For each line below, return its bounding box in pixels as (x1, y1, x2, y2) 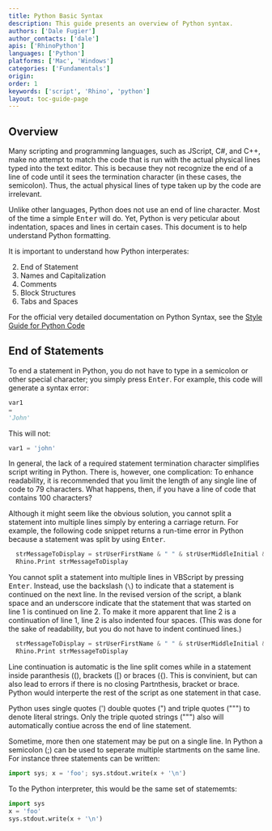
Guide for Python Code (8, 321, 85, 330)
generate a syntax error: (8, 382, 89, 393)
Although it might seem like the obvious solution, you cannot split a (8, 509, 232, 518)
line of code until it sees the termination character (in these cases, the (8, 172, 242, 182)
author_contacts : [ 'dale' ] (8, 34, 100, 43)
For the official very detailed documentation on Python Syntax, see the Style (8, 313, 263, 322)
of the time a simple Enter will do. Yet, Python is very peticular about (8, 214, 240, 224)
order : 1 (8, 79, 38, 87)
